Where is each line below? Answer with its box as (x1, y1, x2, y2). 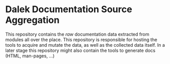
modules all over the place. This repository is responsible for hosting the (5, 37, 157, 43)
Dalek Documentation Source (5, 4, 133, 15)
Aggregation (5, 14, 60, 26)
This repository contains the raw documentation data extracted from (5, 31, 150, 37)
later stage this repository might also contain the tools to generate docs (5, 47, 156, 53)
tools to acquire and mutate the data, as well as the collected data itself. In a (5, 42, 165, 48)
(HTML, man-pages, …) (5, 52, 55, 59)
